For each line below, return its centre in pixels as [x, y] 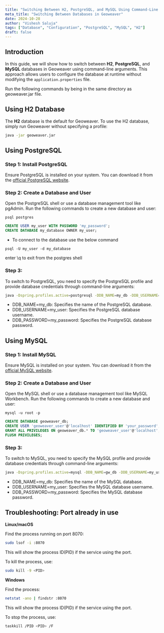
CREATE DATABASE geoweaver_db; [37, 422]
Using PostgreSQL [33, 150]
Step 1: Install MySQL [31, 354]
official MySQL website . [29, 370]
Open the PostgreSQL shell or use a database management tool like [73, 204]
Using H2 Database [35, 110]
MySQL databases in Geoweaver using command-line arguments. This [76, 69]
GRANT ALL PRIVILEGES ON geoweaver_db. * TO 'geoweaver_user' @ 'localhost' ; [83, 431]
